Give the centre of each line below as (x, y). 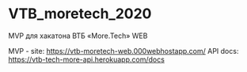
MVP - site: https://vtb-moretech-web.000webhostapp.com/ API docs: (123, 51)
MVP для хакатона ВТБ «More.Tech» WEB (78, 36)
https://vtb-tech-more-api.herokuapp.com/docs (86, 59)
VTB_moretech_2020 (80, 14)
